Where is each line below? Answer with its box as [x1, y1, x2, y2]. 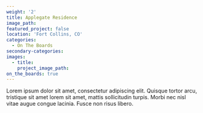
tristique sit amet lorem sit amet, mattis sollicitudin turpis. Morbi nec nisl [6, 94, 187, 101]
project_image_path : [17, 65, 69, 71]
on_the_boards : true [6, 71, 59, 77]
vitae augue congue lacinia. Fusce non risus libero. [6, 100, 134, 108]
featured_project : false [6, 25, 69, 32]
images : [6, 54, 26, 60]
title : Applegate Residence [6, 15, 78, 21]
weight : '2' [6, 8, 36, 15]
